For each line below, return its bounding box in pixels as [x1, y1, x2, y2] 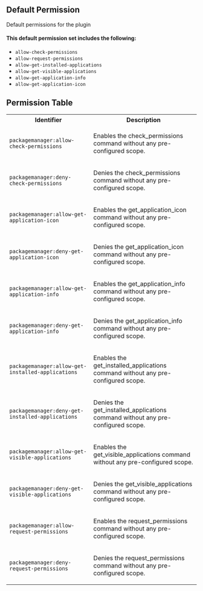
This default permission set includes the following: [6, 34, 137, 42]
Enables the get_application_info [93, 279, 185, 288]
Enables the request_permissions [93, 517, 188, 525]
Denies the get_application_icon [93, 242, 184, 251]
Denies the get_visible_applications [93, 480, 193, 488]
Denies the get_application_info [93, 317, 182, 325]
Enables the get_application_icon [93, 205, 187, 214]
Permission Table [6, 98, 73, 108]
